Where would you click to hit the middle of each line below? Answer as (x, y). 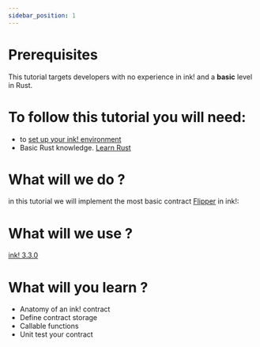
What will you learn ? (78, 287)
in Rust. (21, 85)
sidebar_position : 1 (42, 15)
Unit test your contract (56, 334)
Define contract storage (58, 318)
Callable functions (49, 326)
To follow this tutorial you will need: (127, 117)
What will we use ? (70, 233)
